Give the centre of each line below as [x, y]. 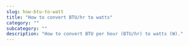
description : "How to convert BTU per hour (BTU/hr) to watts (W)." [95, 34]
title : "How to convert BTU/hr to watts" [60, 17]
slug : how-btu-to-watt [35, 12]
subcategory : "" [27, 28]
